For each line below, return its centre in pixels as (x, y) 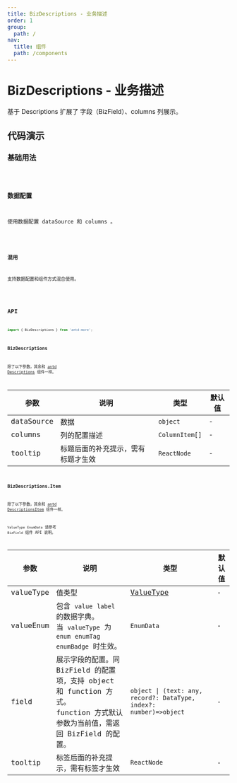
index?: (143, 705)
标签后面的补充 (81, 758)
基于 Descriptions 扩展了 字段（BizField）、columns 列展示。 (95, 111)
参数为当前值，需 (84, 724)
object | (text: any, (166, 691)
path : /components (41, 54)
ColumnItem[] (180, 435)
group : (17, 27)
